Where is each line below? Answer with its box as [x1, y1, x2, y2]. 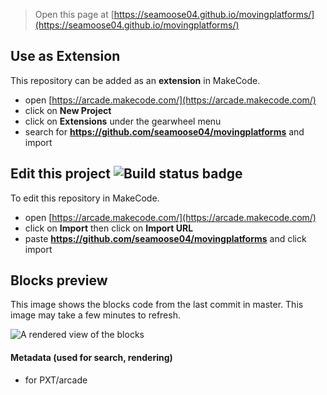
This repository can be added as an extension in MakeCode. [10, 74, 261, 86]
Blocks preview [10, 272, 108, 289]
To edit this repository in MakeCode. [10, 192, 160, 204]
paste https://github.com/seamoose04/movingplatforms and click [24, 232, 307, 244]
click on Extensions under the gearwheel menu [24, 115, 222, 127]
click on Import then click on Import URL [24, 222, 194, 234]
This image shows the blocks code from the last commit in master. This [10, 299, 304, 311]
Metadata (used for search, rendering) [10, 352, 173, 364]
